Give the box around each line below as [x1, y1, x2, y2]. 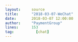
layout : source [5, 7, 45, 12]
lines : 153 [5, 25, 38, 30]
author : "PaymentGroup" [5, 20, 63, 26]
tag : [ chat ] [5, 29, 50, 34]
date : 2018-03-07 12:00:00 [5, 16, 74, 21]
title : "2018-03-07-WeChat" [5, 12, 74, 16]
